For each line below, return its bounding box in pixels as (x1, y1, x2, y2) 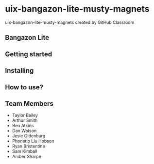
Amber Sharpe (12, 154, 42, 160)
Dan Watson (12, 128, 37, 134)
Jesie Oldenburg (12, 133, 46, 139)
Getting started (5, 50, 52, 58)
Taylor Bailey (12, 113, 38, 118)
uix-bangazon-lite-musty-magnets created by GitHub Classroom (5, 19, 135, 25)
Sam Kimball (12, 148, 37, 154)
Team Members (5, 99, 53, 108)
